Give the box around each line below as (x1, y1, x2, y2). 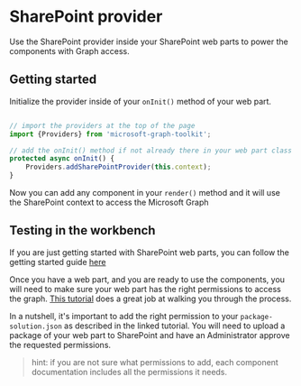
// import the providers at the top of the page (9, 121, 196, 130)
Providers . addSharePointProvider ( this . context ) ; (25, 162, 212, 172)
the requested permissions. (9, 339, 111, 350)
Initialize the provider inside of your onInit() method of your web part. (9, 96, 272, 106)
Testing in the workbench (9, 223, 156, 238)
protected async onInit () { (9, 154, 115, 163)
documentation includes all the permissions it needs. (31, 366, 228, 377)
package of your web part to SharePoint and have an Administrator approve (9, 329, 290, 340)
